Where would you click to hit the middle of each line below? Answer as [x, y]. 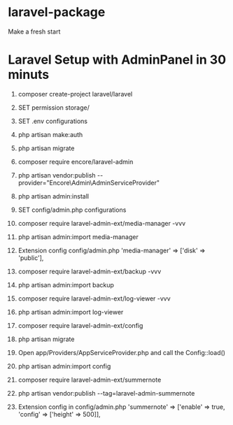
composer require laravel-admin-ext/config [80, 325]
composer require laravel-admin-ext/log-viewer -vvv [94, 298]
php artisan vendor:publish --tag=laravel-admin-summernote [106, 393]
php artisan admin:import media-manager [78, 237]
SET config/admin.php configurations [72, 210]
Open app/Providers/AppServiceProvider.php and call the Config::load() [122, 352]
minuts [29, 75]
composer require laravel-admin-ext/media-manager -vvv [102, 223]
